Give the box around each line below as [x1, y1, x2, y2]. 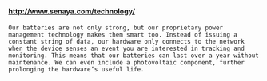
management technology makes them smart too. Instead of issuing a [8, 31, 238, 39]
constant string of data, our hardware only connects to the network [8, 38, 245, 46]
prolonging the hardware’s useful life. [8, 66, 145, 74]
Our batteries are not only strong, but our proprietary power [8, 24, 224, 32]
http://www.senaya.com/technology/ [8, 6, 136, 16]
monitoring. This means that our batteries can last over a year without [8, 52, 260, 60]
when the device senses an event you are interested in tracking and [8, 44, 245, 53]
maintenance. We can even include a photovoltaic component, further [8, 59, 245, 67]
